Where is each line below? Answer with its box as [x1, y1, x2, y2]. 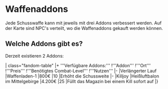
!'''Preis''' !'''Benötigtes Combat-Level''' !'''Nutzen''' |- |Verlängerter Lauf [5, 68, 157, 74]
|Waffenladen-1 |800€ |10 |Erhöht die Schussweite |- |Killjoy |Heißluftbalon [5, 73, 159, 79]
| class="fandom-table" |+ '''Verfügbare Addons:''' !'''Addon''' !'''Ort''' [5, 62, 151, 68]
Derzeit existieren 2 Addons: [5, 53, 64, 59]
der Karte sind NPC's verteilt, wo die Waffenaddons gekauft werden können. [5, 25, 163, 31]
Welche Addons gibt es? [5, 40, 83, 48]
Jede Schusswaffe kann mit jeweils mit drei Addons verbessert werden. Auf [5, 20, 162, 26]
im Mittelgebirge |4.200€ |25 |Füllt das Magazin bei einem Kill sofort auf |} [5, 78, 158, 84]
